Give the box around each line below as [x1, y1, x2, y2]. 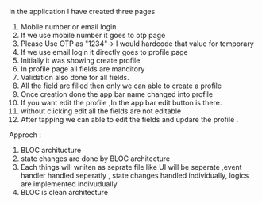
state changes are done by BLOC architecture [20, 154, 170, 163]
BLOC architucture [20, 146, 82, 155]
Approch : [9, 130, 42, 140]
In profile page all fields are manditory [20, 64, 145, 74]
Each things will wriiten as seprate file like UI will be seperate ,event [20, 163, 242, 171]
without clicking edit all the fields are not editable [20, 106, 182, 116]
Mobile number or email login [20, 22, 117, 31]
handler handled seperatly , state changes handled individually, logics [20, 170, 249, 180]
